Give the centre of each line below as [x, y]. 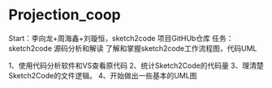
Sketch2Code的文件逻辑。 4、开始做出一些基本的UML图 [103, 75]
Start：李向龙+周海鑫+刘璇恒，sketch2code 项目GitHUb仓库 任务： [121, 38]
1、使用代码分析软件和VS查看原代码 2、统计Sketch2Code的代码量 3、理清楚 [136, 65]
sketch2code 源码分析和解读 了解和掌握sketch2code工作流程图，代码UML [133, 48]
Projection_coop [65, 15]
